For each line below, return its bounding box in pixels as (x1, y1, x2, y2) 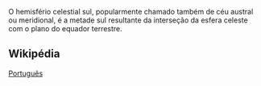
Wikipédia (8, 47, 60, 61)
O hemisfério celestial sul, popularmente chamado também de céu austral (8, 7, 254, 16)
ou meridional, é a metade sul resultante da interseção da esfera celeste (8, 15, 248, 25)
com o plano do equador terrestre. (8, 24, 122, 33)
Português (8, 68, 43, 78)
